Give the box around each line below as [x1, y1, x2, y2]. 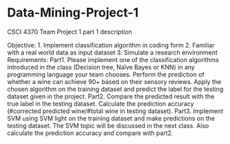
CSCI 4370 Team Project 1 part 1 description [7, 28, 133, 36]
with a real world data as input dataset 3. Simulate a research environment [7, 48, 218, 56]
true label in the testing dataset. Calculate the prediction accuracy [7, 99, 194, 107]
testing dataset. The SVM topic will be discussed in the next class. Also [7, 121, 209, 130]
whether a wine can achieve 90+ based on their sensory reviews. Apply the [7, 77, 222, 85]
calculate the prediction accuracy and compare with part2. [7, 129, 174, 137]
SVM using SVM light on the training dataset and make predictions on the [7, 114, 216, 122]
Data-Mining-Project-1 [7, 5, 139, 21]
